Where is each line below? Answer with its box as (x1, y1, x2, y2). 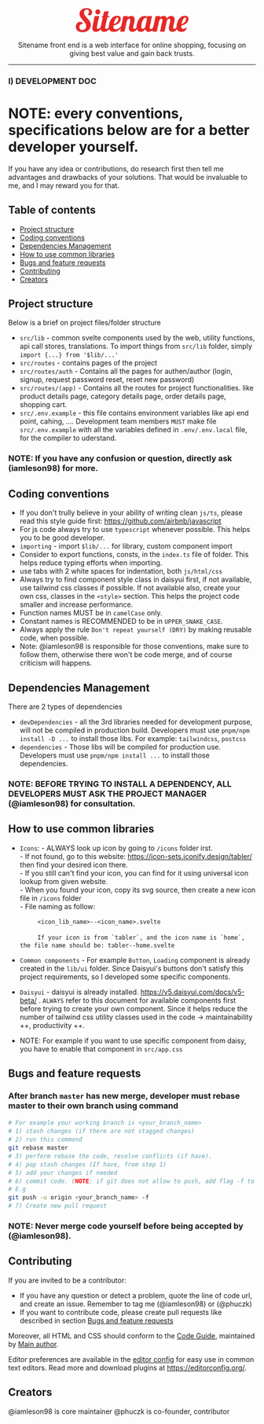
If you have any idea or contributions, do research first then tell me (8, 163, 224, 173)
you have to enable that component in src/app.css (19, 1044, 183, 1053)
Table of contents (8, 204, 96, 217)
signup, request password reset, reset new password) (19, 375, 195, 384)
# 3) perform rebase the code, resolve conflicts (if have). (8, 1152, 213, 1160)
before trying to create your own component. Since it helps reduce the (19, 1004, 248, 1013)
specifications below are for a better (8, 122, 250, 139)
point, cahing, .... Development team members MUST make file (19, 417, 217, 426)
